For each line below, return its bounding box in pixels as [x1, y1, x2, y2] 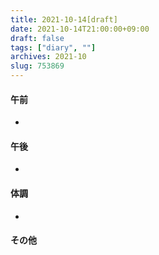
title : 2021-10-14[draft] [10, 14, 118, 25]
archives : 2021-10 [10, 52, 87, 62]
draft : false [10, 33, 65, 43]
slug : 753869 [10, 61, 65, 71]
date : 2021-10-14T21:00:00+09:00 [10, 24, 150, 34]
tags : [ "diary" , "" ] [10, 42, 97, 53]
